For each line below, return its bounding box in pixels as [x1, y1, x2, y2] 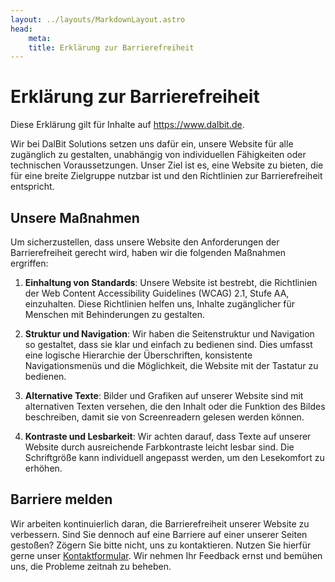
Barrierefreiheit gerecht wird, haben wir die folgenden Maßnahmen [10, 247, 286, 258]
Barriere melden [10, 491, 113, 508]
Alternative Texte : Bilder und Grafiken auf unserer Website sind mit [24, 390, 304, 401]
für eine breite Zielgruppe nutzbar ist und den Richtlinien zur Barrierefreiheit [10, 170, 323, 182]
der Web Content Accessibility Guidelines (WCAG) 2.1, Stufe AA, [24, 287, 290, 299]
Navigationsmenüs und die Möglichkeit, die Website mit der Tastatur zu [24, 360, 319, 371]
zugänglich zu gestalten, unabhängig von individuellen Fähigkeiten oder [10, 149, 307, 161]
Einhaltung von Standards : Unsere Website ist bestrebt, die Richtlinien [24, 277, 318, 288]
